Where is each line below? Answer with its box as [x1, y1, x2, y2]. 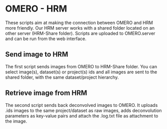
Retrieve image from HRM [5, 89, 88, 97]
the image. [5, 118, 28, 124]
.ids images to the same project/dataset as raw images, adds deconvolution [5, 107, 162, 113]
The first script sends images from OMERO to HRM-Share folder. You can [5, 63, 157, 69]
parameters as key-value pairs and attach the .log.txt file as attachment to [5, 112, 158, 118]
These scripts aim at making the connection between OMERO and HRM [5, 20, 153, 26]
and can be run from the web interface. [5, 36, 87, 42]
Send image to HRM [5, 50, 68, 59]
